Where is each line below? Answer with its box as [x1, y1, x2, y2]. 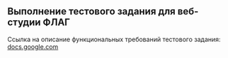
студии [7, 17, 41, 29]
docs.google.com [7, 42, 59, 51]
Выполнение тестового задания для [7, 6, 176, 17]
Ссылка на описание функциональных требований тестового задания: [7, 35, 221, 43]
